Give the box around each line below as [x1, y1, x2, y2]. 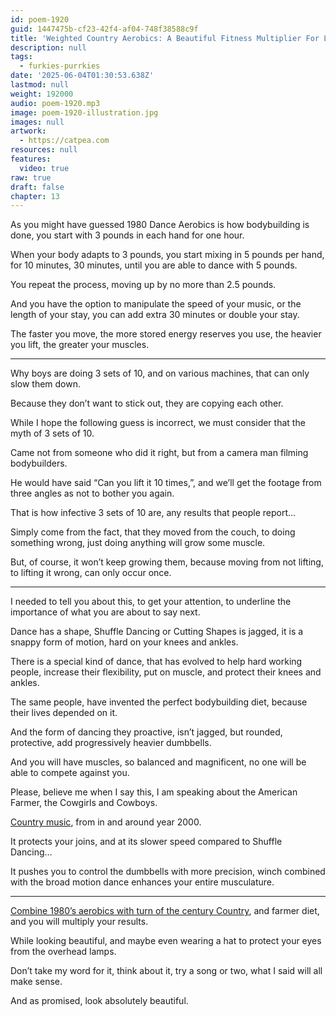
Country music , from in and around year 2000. [10, 816, 202, 828]
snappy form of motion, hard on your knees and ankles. [10, 636, 239, 648]
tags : [10, 52, 33, 62]
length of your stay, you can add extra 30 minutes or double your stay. [10, 309, 300, 321]
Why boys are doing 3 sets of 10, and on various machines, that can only [10, 367, 310, 380]
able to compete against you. [10, 767, 130, 779]
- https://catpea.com [19, 136, 110, 146]
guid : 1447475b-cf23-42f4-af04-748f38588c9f [10, 24, 199, 34]
